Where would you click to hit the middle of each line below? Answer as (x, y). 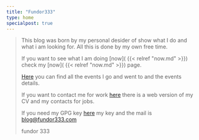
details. (30, 83)
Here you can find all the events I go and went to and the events (101, 77)
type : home (20, 18)
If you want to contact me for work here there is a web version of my (107, 95)
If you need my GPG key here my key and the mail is (86, 113)
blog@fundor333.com (49, 119)
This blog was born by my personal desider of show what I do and (104, 41)
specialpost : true (30, 23)
